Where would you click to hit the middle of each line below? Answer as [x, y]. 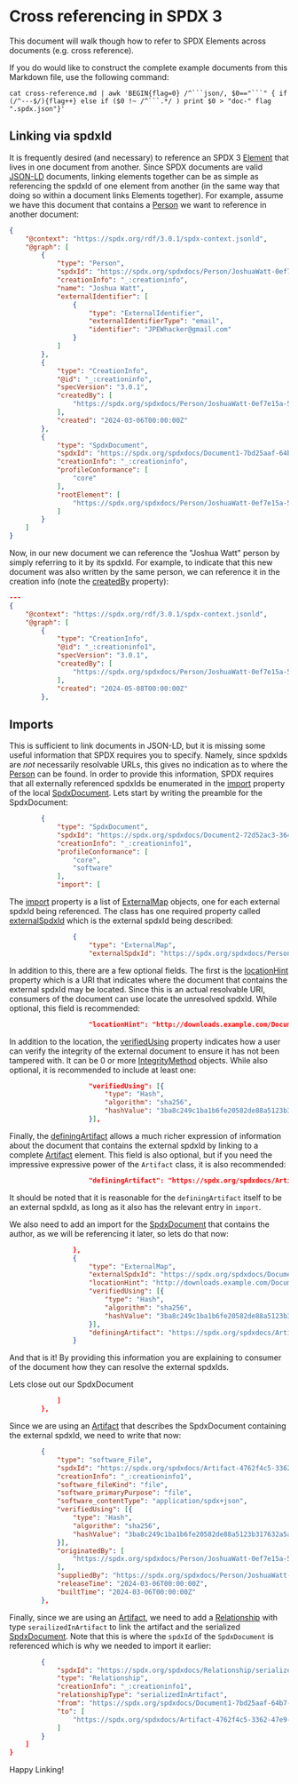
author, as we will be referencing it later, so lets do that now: [119, 1233]
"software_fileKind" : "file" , [112, 1485]
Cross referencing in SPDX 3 [116, 16]
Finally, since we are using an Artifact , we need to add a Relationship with [143, 1617]
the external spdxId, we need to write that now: [95, 1436]
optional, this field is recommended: [74, 1008]
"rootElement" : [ [89, 495]
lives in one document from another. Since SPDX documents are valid [136, 167]
